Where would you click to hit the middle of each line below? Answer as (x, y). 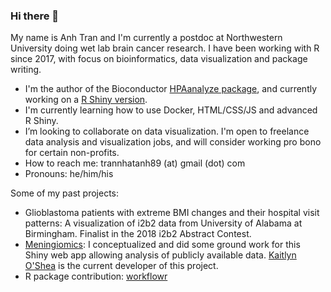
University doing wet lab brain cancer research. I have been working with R (165, 48)
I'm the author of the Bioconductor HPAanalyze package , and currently (171, 89)
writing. (26, 70)
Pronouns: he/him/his (69, 174)
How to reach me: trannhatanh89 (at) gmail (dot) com (135, 163)
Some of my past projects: (65, 193)
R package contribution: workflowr (96, 276)
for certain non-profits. (72, 153)
